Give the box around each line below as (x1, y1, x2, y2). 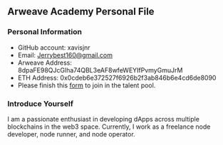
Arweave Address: (17, 58, 73, 67)
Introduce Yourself (7, 99, 73, 109)
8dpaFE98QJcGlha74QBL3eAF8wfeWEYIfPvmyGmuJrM (17, 65, 183, 74)
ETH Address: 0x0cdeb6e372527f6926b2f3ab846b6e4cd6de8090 (17, 73, 217, 82)
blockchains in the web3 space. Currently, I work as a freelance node (7, 122, 211, 131)
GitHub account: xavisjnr (17, 43, 90, 52)
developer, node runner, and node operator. (7, 129, 135, 138)
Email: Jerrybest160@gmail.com (17, 50, 113, 59)
